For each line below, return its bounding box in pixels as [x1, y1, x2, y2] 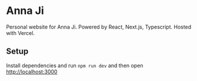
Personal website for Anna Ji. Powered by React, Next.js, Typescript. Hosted [6, 23, 192, 30]
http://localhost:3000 [6, 68, 58, 75]
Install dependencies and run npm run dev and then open [6, 62, 143, 69]
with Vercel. [6, 29, 35, 36]
